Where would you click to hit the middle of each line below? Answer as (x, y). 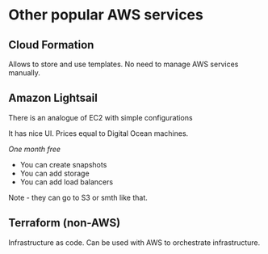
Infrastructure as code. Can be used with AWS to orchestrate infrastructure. (134, 242)
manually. (24, 73)
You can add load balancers (67, 182)
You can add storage (55, 173)
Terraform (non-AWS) (65, 223)
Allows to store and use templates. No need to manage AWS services (124, 64)
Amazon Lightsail (53, 98)
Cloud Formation (51, 45)
